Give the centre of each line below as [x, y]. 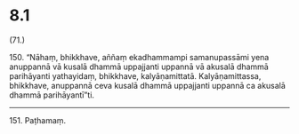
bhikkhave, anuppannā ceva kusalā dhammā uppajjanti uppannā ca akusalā [148, 85]
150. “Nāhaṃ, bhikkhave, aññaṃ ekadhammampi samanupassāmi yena [139, 57]
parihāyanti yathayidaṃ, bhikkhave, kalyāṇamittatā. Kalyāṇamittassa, [135, 75]
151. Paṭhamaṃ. [38, 120]
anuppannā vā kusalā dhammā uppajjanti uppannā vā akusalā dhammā [139, 67]
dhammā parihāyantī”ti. [52, 95]
